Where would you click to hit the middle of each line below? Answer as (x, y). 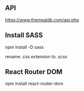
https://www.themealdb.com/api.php (42, 20)
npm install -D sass (24, 47)
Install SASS (24, 35)
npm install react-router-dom (34, 84)
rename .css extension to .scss (36, 56)
